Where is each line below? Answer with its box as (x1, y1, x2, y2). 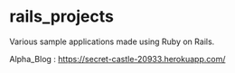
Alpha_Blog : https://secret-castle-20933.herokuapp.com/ (9, 53, 226, 64)
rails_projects (9, 6, 115, 27)
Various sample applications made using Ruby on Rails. (9, 36, 215, 47)
